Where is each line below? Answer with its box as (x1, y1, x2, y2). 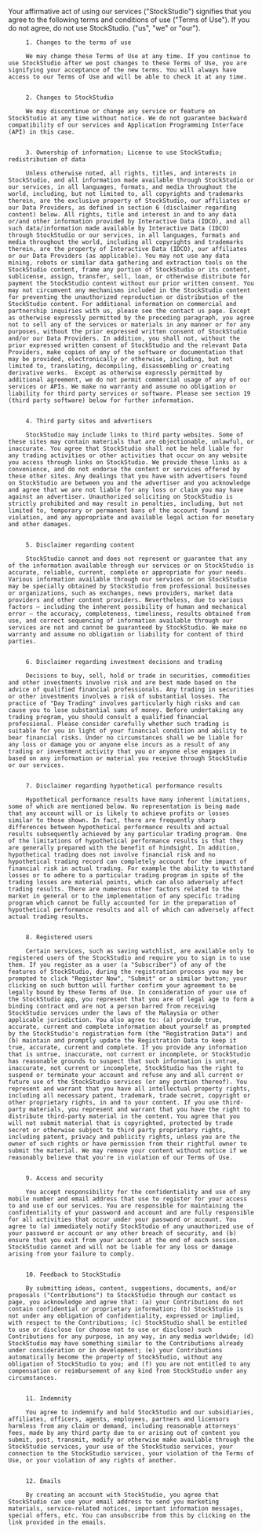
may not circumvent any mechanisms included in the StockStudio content (8, 286, 251, 294)
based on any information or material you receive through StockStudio (8, 754, 247, 762)
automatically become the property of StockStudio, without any (8, 1353, 223, 1361)
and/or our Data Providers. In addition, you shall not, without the (8, 334, 241, 342)
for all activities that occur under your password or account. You (8, 1215, 237, 1223)
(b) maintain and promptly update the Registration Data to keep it (8, 1037, 237, 1045)
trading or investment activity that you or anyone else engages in (8, 747, 237, 755)
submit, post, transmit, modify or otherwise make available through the (8, 1436, 255, 1444)
